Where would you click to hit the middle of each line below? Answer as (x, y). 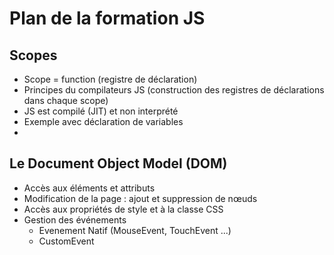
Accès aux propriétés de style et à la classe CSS (123, 209)
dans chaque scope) (66, 100)
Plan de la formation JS (107, 18)
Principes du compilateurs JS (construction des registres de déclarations (174, 90)
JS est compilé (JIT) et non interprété (101, 111)
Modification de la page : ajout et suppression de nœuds (140, 198)
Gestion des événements (75, 219)
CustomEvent (66, 241)
